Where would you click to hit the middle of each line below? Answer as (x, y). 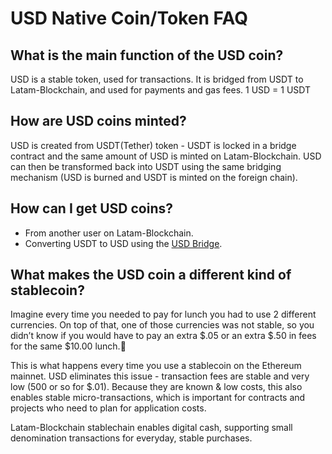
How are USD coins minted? (98, 121)
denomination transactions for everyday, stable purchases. (131, 438)
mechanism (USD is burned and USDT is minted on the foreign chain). (154, 177)
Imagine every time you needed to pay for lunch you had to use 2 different (163, 314)
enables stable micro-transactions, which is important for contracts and (158, 398)
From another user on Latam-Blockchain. (109, 233)
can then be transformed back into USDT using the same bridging (146, 166)
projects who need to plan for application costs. (108, 408)
